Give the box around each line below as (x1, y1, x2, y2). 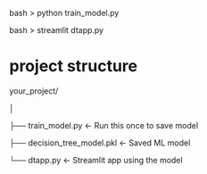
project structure (9, 56, 138, 77)
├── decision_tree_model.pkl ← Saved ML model (9, 137, 191, 148)
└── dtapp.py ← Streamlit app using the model (9, 154, 183, 165)
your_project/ (9, 85, 59, 96)
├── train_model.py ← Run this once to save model (9, 120, 199, 130)
